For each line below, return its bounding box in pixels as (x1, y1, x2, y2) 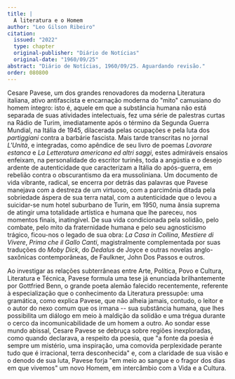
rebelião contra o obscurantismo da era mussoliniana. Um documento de (7, 170, 218, 179)
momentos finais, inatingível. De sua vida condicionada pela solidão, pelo (7, 215, 219, 224)
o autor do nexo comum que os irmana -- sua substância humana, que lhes (7, 304, 224, 312)
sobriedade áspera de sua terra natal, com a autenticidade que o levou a (7, 193, 217, 201)
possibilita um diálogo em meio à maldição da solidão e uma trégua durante (7, 311, 226, 320)
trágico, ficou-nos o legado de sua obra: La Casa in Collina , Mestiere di (7, 230, 214, 239)
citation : (7, 30, 36, 37)
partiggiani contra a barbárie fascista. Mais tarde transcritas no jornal (7, 133, 208, 141)
